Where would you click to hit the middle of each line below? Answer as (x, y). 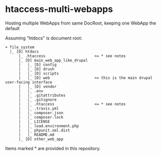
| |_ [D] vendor (37, 86)
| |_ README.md (36, 134)
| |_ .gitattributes (42, 95)
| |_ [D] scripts (38, 73)
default (12, 28)
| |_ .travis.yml (38, 108)
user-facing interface (29, 82)
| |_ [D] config (37, 64)
